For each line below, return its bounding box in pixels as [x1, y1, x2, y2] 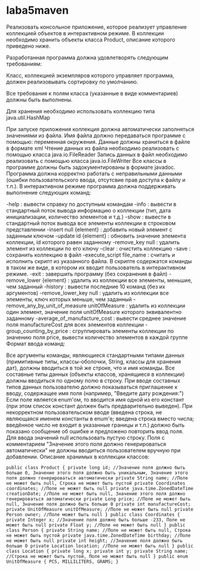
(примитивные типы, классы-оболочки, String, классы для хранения [6, 358, 181, 365]
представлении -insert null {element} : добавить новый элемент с [6, 226, 173, 233]
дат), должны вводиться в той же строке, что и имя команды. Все [6, 364, 175, 371]
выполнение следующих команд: [6, 189, 91, 196]
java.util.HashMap [6, 114, 51, 121]
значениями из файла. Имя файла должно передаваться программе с [6, 132, 186, 139]
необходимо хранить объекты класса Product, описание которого [6, 36, 176, 43]
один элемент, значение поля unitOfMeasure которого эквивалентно [6, 308, 182, 315]
